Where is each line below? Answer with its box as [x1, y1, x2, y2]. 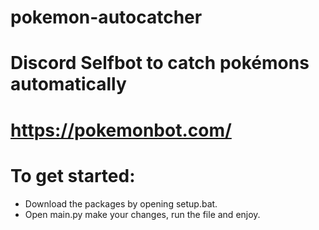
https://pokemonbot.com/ [10, 119, 232, 141]
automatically [10, 73, 127, 96]
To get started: [10, 164, 136, 187]
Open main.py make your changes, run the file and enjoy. [24, 208, 261, 220]
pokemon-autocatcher [10, 6, 203, 29]
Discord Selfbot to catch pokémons [10, 52, 310, 75]
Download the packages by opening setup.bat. [24, 197, 218, 210]
